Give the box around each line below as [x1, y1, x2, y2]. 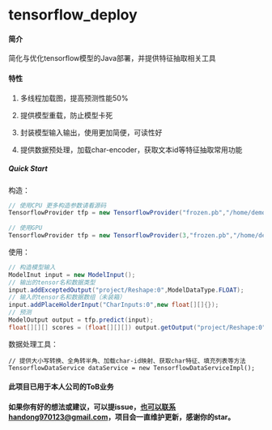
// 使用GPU [8, 224, 43, 232]
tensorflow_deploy [8, 6, 138, 24]
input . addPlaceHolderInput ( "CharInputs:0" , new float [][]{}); [8, 301, 219, 309]
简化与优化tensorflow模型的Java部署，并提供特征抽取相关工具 [8, 53, 216, 63]
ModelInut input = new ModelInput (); [8, 270, 136, 279]
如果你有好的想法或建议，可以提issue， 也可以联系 [8, 402, 176, 411]
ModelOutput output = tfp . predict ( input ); [8, 316, 154, 325]
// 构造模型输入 [8, 263, 56, 271]
